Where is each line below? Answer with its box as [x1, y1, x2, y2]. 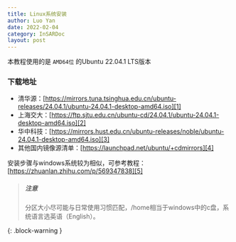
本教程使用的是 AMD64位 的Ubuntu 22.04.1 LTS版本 [7, 58, 151, 66]
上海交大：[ [17, 111, 52, 120]
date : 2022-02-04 [7, 23, 59, 31]
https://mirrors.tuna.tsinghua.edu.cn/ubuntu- [45, 94, 176, 103]
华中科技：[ [17, 127, 52, 136]
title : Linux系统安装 [7, 10, 68, 18]
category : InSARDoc [7, 30, 65, 38]
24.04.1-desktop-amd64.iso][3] [17, 135, 110, 144]
